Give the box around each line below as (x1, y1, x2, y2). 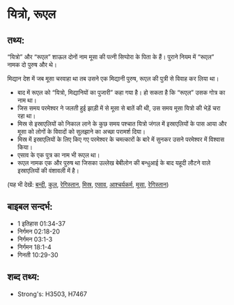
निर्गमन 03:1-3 (17, 235, 53, 243)
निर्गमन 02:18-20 (17, 227, 61, 236)
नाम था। (17, 97, 37, 104)
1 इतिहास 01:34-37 (17, 219, 66, 228)
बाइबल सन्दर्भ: (7, 201, 54, 213)
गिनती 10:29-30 (17, 250, 58, 259)
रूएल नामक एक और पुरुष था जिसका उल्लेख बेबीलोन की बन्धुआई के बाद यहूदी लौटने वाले (17, 159, 211, 167)
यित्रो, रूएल (7, 6, 56, 22)
